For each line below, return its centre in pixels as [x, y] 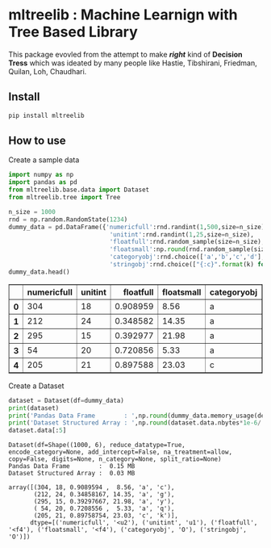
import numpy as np [41, 175]
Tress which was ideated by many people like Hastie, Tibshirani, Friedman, [133, 63]
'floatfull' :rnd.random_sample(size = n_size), [187, 242]
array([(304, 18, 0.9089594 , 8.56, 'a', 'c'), [92, 487]
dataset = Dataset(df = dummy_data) [67, 400]
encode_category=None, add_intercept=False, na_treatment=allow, [120, 452]
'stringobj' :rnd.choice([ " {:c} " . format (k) [181, 265]
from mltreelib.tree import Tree [65, 198]
